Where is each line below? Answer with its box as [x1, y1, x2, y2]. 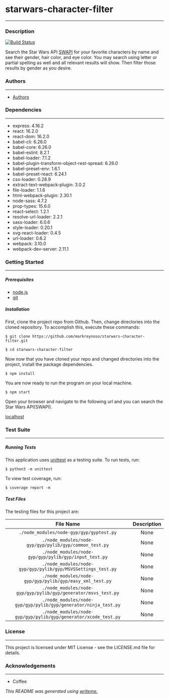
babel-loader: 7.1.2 [12, 155, 51, 161]
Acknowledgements [5, 662, 56, 669]
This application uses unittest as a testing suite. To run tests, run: [5, 457, 140, 463]
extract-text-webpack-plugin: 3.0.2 [12, 182, 86, 188]
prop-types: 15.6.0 [12, 203, 51, 209]
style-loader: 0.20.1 [12, 224, 53, 230]
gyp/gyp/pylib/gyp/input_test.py [27, 554, 108, 560]
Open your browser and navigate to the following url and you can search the [5, 398, 163, 404]
